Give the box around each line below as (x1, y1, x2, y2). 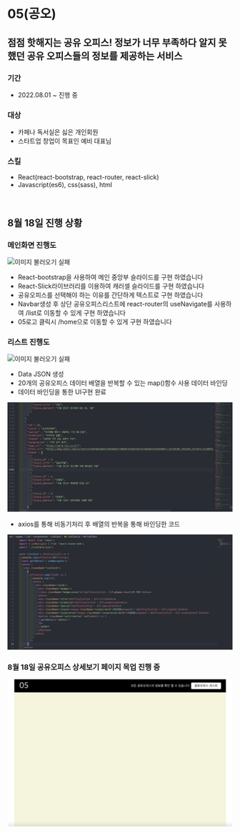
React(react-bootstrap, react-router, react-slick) (17, 173, 159, 181)
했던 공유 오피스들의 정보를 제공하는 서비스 (7, 50, 183, 62)
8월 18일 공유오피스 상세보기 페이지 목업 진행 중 (7, 662, 161, 672)
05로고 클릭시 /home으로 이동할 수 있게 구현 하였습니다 (17, 318, 173, 326)
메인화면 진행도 (7, 240, 57, 250)
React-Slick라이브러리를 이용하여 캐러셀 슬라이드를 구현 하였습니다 (17, 282, 205, 291)
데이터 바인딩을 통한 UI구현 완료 (17, 388, 107, 396)
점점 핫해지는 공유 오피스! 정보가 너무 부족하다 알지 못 (7, 36, 227, 49)
